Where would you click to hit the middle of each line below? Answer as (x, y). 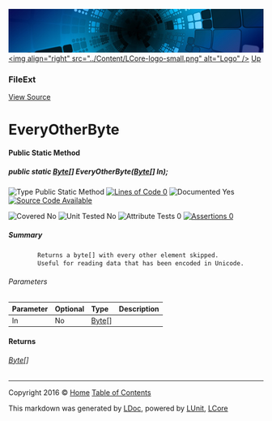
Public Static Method (45, 153)
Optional (70, 308)
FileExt (22, 79)
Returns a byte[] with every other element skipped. (128, 255)
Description (139, 308)
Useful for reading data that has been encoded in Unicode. (141, 263)
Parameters (28, 281)
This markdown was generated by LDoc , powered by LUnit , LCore (118, 408)
